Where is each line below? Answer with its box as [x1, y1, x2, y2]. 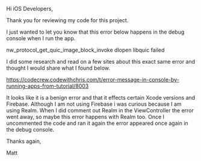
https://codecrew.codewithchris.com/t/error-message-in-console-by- [6, 76, 179, 83]
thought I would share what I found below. [6, 64, 110, 71]
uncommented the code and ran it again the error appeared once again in [6, 120, 188, 127]
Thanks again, [6, 138, 42, 145]
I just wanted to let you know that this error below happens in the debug [6, 28, 185, 35]
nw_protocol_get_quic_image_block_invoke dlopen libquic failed [6, 46, 165, 53]
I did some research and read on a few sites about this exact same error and [6, 58, 196, 65]
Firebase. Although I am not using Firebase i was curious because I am [6, 100, 182, 108]
